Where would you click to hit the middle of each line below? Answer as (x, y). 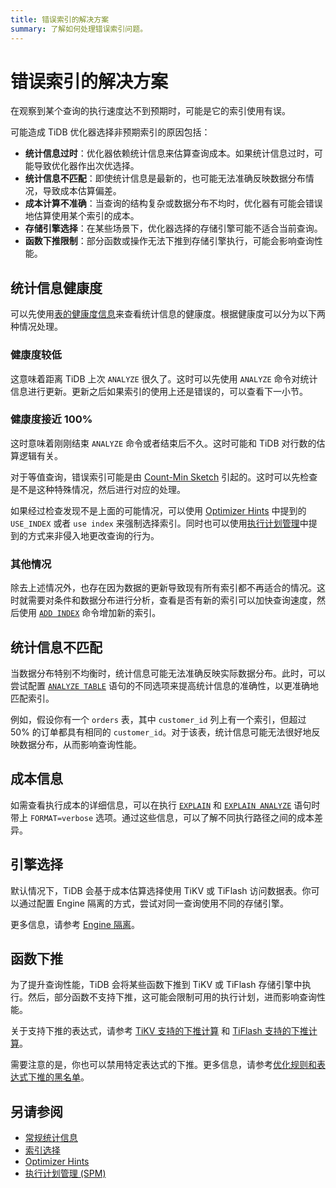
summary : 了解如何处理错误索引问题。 (79, 29)
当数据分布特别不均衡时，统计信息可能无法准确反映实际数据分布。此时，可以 (168, 673)
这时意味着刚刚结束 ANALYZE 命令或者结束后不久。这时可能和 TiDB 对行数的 (163, 443)
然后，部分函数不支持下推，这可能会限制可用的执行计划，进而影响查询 (172, 997)
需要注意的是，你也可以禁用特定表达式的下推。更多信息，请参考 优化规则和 (163, 1065)
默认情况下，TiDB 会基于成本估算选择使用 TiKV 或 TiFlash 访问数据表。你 (161, 890)
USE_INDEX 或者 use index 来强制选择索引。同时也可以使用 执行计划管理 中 (159, 523)
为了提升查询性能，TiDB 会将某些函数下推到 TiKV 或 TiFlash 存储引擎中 (156, 985)
